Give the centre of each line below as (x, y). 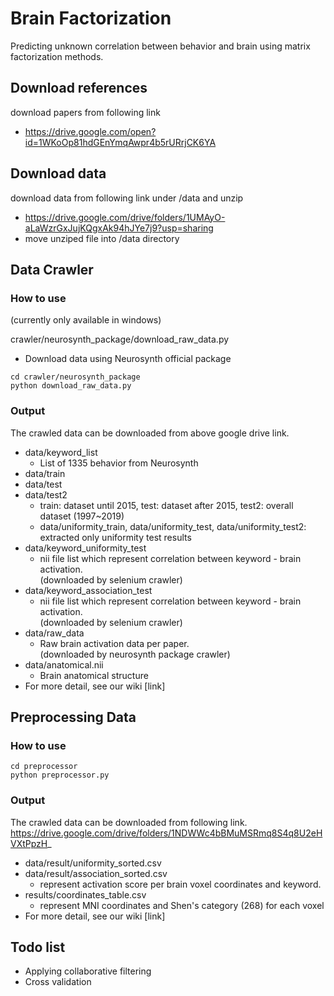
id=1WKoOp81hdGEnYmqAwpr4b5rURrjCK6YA (120, 142)
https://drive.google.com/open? (90, 131)
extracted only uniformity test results (115, 537)
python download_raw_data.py (71, 386)
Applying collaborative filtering (88, 971)
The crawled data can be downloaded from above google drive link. (150, 433)
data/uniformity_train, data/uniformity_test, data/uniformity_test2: (173, 526)
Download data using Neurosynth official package (128, 359)
